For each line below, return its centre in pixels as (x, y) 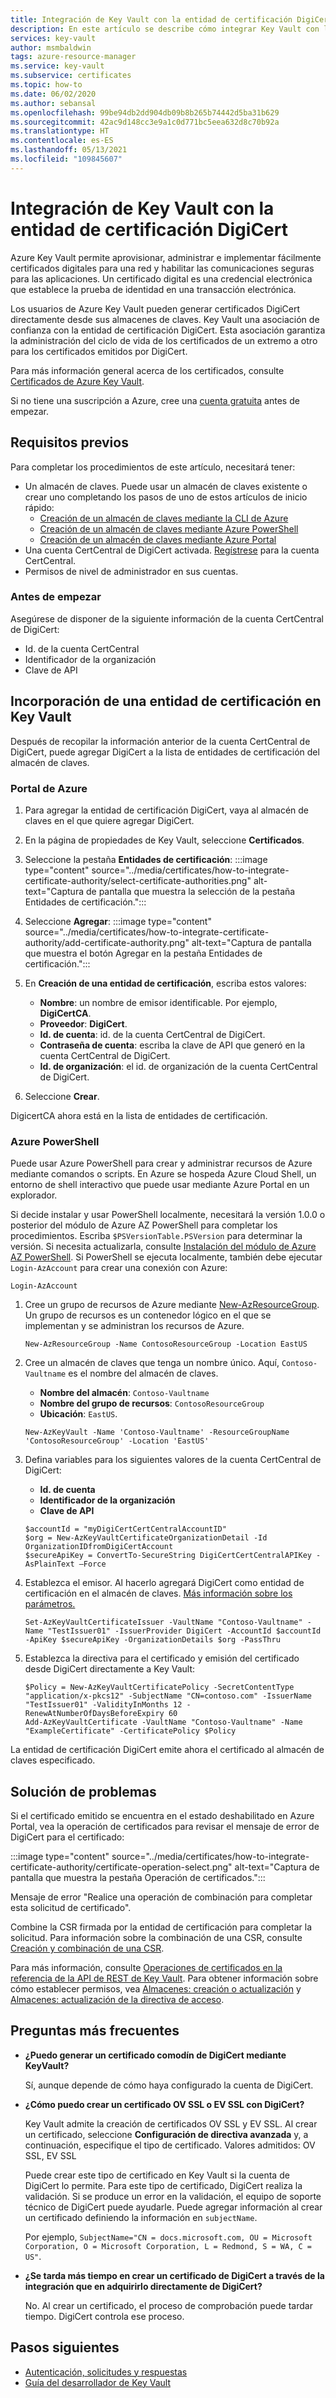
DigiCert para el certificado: (67, 1837)
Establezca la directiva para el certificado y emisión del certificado (162, 1658)
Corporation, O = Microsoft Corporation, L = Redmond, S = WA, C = (168, 2246)
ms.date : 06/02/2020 (53, 94)
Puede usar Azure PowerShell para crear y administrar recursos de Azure (161, 1163)
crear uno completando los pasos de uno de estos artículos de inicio (166, 497)
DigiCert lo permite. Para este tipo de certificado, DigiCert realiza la (163, 2185)
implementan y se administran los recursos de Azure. (134, 1326)
